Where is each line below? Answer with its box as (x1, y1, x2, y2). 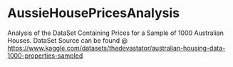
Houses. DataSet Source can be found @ (7, 36, 128, 44)
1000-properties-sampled (7, 51, 83, 60)
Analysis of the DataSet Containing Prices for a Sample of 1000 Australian (7, 29, 224, 37)
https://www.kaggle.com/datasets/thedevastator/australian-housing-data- (7, 43, 226, 52)
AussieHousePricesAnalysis (7, 5, 180, 21)
